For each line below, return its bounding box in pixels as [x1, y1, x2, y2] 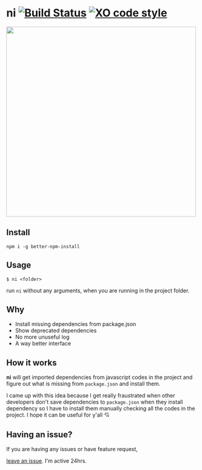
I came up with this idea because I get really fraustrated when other [6, 392, 176, 399]
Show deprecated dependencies [15, 327, 97, 334]
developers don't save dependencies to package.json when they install [6, 398, 183, 406]
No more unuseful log [15, 333, 70, 340]
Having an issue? [6, 429, 73, 440]
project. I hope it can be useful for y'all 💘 [6, 411, 110, 419]
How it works [6, 358, 57, 368]
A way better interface [15, 340, 72, 347]
